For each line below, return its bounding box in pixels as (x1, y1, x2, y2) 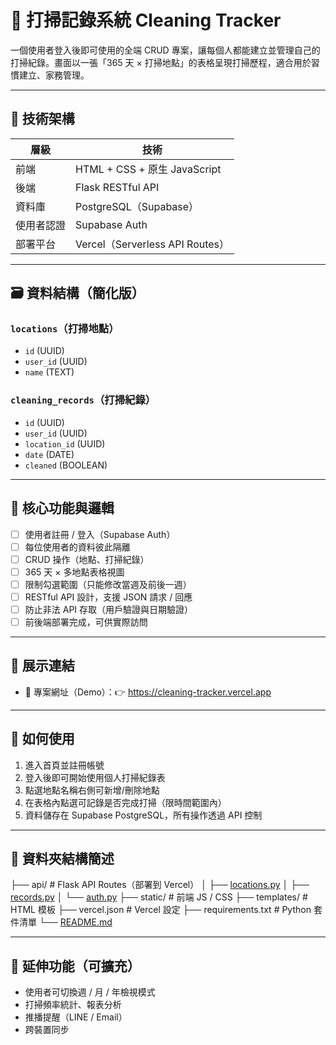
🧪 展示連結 (10, 657, 75, 675)
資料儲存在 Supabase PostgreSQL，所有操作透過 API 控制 (24, 809, 263, 821)
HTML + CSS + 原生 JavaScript (75, 162, 222, 176)
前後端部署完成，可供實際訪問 (24, 616, 148, 628)
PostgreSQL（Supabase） (75, 199, 200, 213)
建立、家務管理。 (18, 69, 90, 81)
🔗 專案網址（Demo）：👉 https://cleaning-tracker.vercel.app (24, 686, 272, 698)
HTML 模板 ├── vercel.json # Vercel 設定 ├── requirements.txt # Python (10, 904, 312, 916)
